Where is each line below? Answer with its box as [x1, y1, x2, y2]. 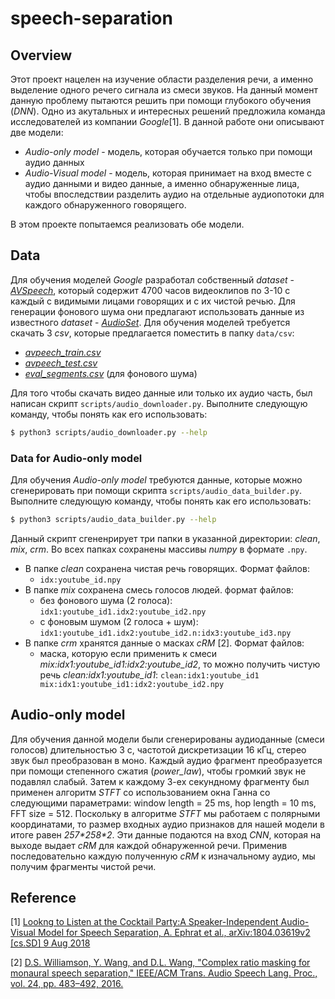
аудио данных [24, 157, 85, 168]
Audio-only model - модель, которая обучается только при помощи [24, 146, 313, 157]
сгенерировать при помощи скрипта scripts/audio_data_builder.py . [10, 484, 302, 496]
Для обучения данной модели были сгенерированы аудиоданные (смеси [10, 733, 325, 745]
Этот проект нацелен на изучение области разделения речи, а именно [10, 73, 314, 85]
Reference [10, 890, 77, 907]
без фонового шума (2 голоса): [39, 594, 173, 606]
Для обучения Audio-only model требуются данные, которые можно [10, 473, 303, 486]
